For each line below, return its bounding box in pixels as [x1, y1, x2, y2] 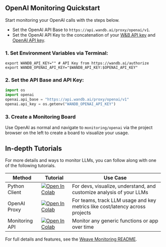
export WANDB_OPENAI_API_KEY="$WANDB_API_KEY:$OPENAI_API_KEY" [5, 65, 138, 70]
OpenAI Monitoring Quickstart [5, 4, 100, 12]
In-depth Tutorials [5, 144, 62, 152]
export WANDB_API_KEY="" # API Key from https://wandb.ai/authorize [5, 61, 149, 66]
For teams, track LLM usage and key [72, 197, 157, 204]
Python [7, 183, 25, 190]
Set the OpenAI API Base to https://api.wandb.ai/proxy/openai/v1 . [12, 27, 150, 33]
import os [5, 88, 26, 93]
